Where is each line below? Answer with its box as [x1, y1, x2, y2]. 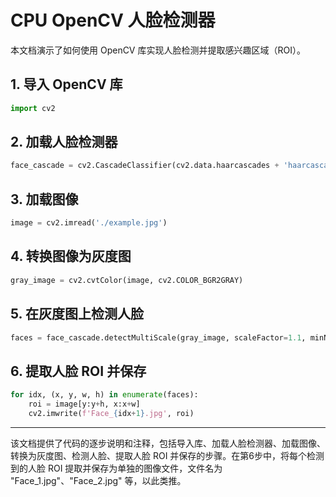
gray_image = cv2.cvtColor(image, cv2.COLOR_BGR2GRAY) [10, 275, 244, 285]
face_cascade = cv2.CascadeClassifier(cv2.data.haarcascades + [10, 161, 280, 171]
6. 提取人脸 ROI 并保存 [10, 362, 147, 380]
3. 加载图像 [10, 191, 79, 208]
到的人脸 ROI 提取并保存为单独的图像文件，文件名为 [10, 462, 223, 474]
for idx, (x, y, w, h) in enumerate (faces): [10, 390, 199, 400]
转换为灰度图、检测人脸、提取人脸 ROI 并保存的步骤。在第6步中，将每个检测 [10, 449, 325, 461]
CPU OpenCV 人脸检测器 [10, 9, 216, 32]
